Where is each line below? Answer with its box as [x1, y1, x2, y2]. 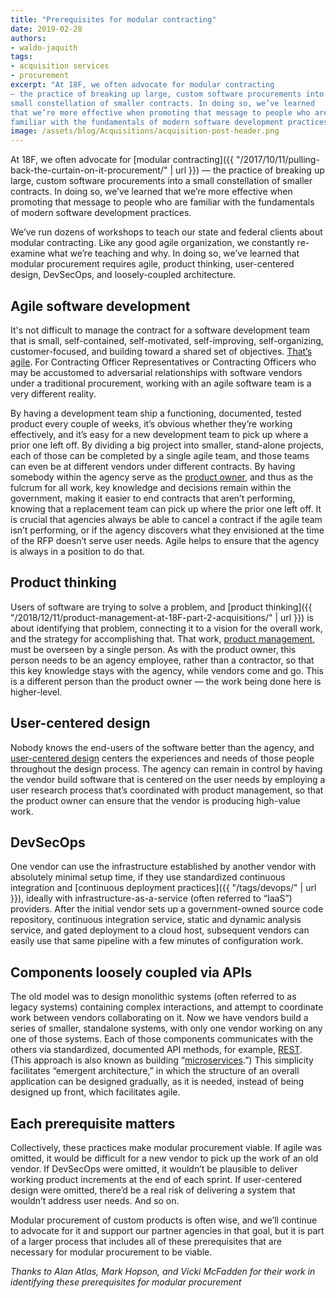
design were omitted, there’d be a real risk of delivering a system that [10, 1184, 296, 1196]
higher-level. [10, 686, 63, 698]
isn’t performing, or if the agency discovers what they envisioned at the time [10, 524, 325, 536]
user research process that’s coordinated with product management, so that [10, 784, 324, 796]
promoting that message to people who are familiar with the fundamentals [10, 196, 315, 208]
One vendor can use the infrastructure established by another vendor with [10, 861, 317, 873]
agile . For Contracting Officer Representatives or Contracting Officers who [10, 356, 317, 368]
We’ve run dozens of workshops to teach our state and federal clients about [10, 226, 323, 238]
